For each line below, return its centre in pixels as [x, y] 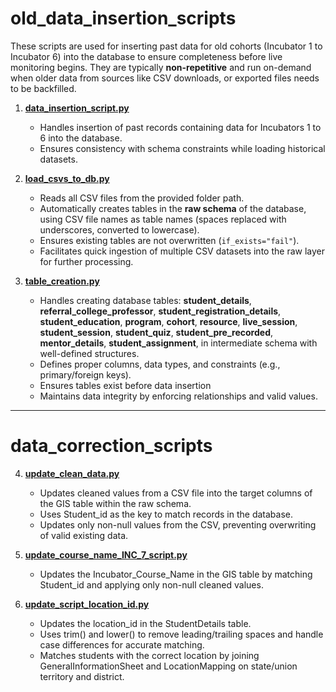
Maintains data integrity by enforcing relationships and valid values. [178, 396]
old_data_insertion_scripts [123, 18]
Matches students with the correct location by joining [149, 655]
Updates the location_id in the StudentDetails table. [145, 623]
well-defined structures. [89, 353]
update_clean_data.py [72, 473]
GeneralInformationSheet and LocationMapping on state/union [168, 666]
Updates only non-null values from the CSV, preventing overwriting [178, 524]
